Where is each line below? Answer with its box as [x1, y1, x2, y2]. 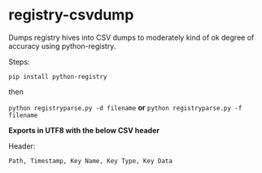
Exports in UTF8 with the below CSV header [8, 125, 160, 135]
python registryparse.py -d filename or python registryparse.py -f [8, 102, 242, 112]
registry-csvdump [8, 6, 134, 24]
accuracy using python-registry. [8, 41, 116, 50]
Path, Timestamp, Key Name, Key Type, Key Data [8, 157, 173, 165]
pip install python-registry [8, 72, 107, 80]
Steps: [8, 57, 30, 67]
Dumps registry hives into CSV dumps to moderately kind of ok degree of [8, 32, 255, 42]
